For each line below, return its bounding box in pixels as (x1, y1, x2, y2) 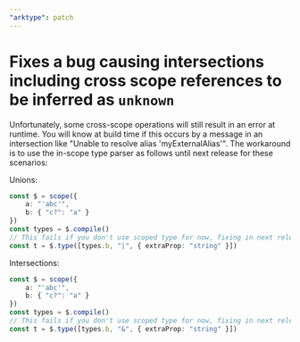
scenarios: (9, 157, 48, 168)
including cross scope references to (9, 71, 283, 90)
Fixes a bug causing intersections (9, 51, 265, 71)
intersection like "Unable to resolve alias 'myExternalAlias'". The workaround (9, 138, 291, 148)
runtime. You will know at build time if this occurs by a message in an (9, 129, 263, 139)
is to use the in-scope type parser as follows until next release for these (9, 147, 274, 158)
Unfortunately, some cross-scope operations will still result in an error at (9, 119, 276, 129)
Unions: (9, 174, 38, 185)
